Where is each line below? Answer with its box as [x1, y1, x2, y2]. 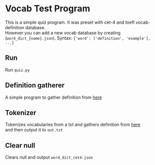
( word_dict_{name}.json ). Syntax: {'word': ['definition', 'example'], [5, 35, 151, 41]
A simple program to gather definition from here [5, 94, 102, 100]
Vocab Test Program [5, 3, 90, 14]
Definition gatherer [5, 81, 65, 89]
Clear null [5, 141, 35, 150]
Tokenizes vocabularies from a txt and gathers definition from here [5, 122, 141, 127]
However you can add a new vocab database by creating [5, 30, 121, 36]
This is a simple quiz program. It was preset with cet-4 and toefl [5, 19, 135, 25]
